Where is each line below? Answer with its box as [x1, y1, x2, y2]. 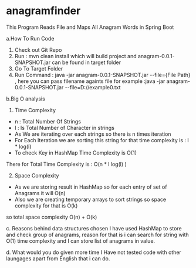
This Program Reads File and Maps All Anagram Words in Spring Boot [6, 24, 174, 31]
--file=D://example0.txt [65, 83, 121, 91]
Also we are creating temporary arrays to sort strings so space [14, 196, 166, 203]
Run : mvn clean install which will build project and [14, 52, 137, 59]
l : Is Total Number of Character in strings [14, 124, 114, 131]
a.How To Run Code [6, 35, 55, 42]
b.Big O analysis [6, 95, 45, 102]
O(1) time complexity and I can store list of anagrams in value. [6, 237, 156, 244]
